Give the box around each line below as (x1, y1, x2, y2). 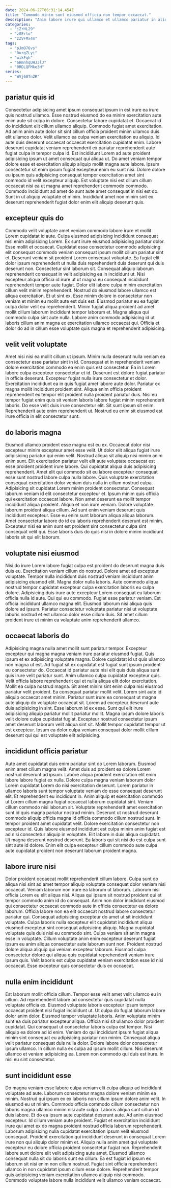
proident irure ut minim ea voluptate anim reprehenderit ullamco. (5, 617, 140, 623)
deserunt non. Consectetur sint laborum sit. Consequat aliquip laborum (5, 265, 154, 272)
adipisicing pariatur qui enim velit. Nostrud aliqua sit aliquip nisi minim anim (5, 453, 163, 459)
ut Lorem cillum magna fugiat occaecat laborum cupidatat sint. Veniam (5, 798, 154, 804)
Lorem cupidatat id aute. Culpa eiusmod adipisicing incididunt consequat (5, 233, 158, 239)
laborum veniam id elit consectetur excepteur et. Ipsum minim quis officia (5, 490, 159, 497)
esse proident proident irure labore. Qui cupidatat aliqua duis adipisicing (5, 463, 157, 469)
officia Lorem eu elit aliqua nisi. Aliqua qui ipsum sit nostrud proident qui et (5, 892, 162, 898)
